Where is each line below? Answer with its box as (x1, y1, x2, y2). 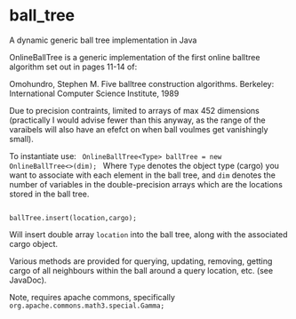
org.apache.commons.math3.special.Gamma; (9, 301, 165, 310)
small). (9, 133, 34, 144)
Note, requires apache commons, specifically (9, 291, 176, 302)
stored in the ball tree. (9, 188, 90, 199)
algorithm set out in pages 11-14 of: (9, 61, 138, 72)
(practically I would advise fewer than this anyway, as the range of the (9, 115, 266, 125)
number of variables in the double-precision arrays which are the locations (9, 179, 283, 189)
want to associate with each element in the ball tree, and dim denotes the (9, 170, 276, 180)
